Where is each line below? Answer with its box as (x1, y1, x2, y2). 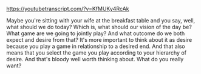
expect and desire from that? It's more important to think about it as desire (6, 36, 192, 43)
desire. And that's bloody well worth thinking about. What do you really (6, 56, 184, 62)
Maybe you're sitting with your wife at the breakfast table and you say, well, (6, 17, 196, 24)
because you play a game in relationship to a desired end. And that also (6, 42, 185, 50)
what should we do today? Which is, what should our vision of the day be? (6, 24, 192, 30)
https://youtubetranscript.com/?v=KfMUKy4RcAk (6, 5, 129, 12)
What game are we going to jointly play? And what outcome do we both (6, 30, 185, 37)
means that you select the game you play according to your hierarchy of (6, 49, 187, 56)
